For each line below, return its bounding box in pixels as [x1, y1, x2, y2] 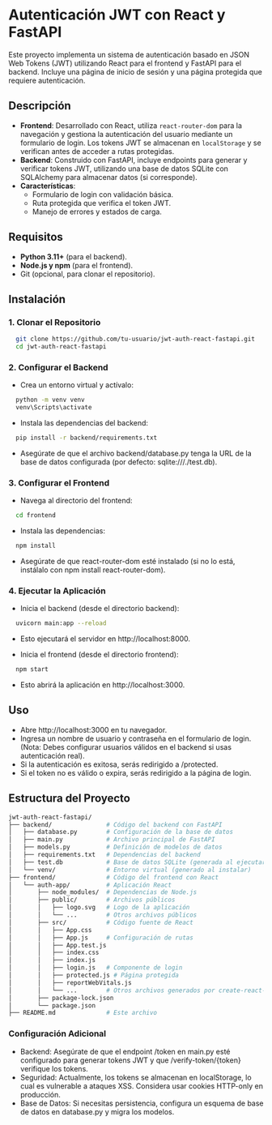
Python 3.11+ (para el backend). [19, 251, 128, 261]
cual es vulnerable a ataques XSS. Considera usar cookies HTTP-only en [19, 1080, 263, 1091]
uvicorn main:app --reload [15, 619, 107, 627]
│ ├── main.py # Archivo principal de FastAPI [8, 836, 216, 844]
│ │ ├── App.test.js [8, 941, 107, 949]
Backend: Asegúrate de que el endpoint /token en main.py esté [19, 1046, 231, 1056]
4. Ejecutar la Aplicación [8, 585, 107, 597]
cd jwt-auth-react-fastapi [15, 343, 107, 351]
